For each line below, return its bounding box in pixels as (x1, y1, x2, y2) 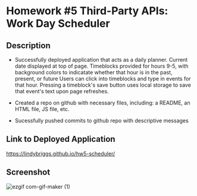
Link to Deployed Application (6, 134, 115, 144)
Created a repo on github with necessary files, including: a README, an (14, 99, 190, 106)
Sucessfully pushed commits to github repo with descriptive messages (14, 117, 189, 124)
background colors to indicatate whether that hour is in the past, (14, 69, 173, 75)
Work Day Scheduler (6, 17, 110, 30)
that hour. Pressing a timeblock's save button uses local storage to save (14, 81, 192, 88)
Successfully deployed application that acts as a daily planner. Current (14, 56, 188, 63)
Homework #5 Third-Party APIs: (6, 4, 168, 18)
